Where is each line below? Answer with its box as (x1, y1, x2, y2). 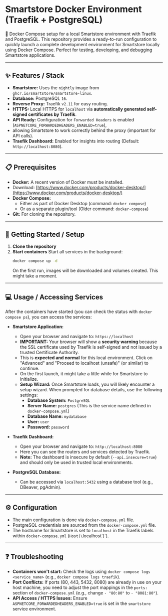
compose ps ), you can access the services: (5, 314, 92, 320)
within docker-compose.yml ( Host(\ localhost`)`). (12, 533, 109, 539)
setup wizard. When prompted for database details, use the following (19, 387, 162, 393)
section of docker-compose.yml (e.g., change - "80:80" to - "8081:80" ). (12, 589, 159, 595)
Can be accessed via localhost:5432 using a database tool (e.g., (19, 479, 153, 485)
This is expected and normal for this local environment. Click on (19, 355, 152, 361)
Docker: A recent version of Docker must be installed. (12, 179, 124, 185)
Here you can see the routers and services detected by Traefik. (19, 449, 151, 455)
